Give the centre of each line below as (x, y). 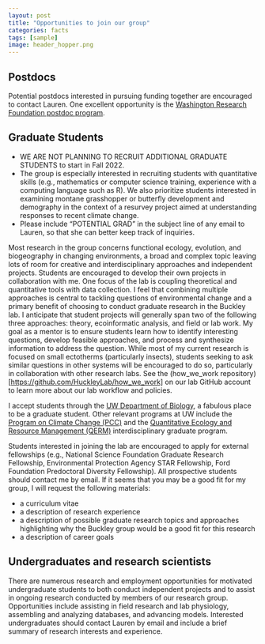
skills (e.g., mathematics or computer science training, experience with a (138, 182)
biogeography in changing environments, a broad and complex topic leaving (132, 256)
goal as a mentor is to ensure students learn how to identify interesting (123, 331)
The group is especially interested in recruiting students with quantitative (138, 173)
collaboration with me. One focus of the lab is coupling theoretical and (123, 281)
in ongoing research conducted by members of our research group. (118, 597)
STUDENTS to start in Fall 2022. (72, 165)
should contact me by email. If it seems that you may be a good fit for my (127, 480)
